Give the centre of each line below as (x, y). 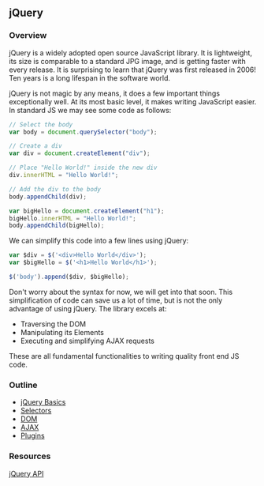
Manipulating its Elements (62, 332)
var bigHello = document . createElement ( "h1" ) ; (87, 211)
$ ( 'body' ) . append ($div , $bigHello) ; (69, 277)
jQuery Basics (43, 402)
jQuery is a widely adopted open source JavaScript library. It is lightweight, (131, 53)
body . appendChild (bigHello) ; (57, 226)
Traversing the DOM (53, 324)
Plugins (33, 436)
